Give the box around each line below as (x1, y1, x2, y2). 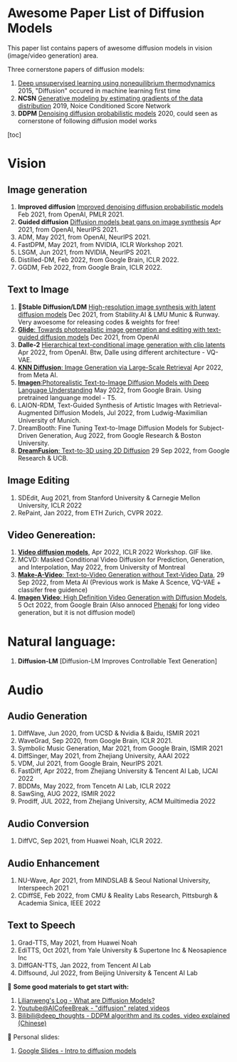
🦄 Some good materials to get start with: (7, 982, 130, 991)
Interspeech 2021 (17, 883, 69, 892)
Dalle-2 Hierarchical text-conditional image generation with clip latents (17, 340, 226, 349)
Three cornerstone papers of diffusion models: (7, 65, 144, 73)
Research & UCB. (17, 453, 69, 462)
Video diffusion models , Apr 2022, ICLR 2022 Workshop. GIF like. (17, 548, 213, 557)
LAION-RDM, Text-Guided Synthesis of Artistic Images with (17, 401, 192, 409)
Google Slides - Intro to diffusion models (17, 1046, 137, 1055)
